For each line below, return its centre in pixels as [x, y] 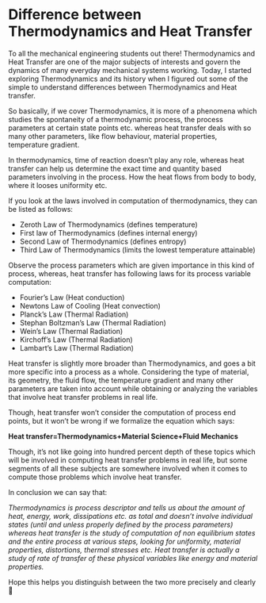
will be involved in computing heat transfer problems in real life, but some [128, 460]
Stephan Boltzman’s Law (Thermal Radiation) [93, 322]
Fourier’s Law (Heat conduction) [72, 297]
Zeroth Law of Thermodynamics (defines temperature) [108, 225]
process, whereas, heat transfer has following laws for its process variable [129, 273]
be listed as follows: [41, 209]
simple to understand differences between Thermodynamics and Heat [123, 87]
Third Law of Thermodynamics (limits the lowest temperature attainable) [137, 250]
